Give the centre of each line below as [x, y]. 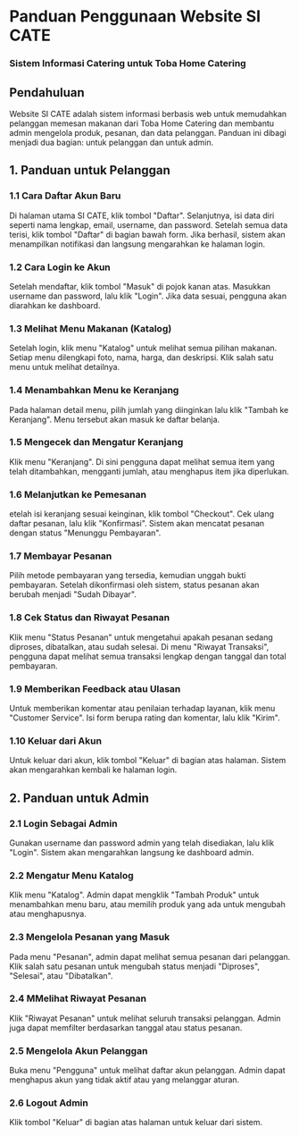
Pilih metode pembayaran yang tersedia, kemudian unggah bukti [128, 576]
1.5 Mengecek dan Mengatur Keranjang [96, 442]
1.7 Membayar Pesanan [61, 556]
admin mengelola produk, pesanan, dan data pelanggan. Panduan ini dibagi [148, 132]
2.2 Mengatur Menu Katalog [71, 875]
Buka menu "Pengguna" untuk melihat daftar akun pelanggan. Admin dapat [147, 1071]
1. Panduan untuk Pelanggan [90, 170]
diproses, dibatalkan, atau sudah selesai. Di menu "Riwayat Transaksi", [139, 646]
